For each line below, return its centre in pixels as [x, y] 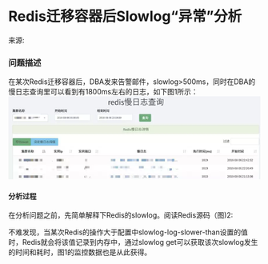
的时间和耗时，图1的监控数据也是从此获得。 [80, 252]
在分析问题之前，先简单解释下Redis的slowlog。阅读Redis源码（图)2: [121, 215]
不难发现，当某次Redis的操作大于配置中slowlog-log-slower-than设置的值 [128, 232]
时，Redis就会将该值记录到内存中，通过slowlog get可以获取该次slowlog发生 [133, 242]
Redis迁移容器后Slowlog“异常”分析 [125, 16]
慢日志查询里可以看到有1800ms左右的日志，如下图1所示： [103, 92]
